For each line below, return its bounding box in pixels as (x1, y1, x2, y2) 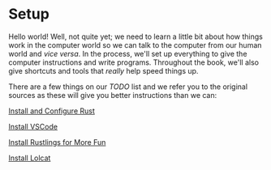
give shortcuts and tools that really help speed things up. (8, 66, 199, 75)
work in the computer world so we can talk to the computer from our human (8, 40, 262, 49)
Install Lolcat (8, 153, 51, 163)
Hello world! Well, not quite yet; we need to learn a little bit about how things (8, 32, 264, 41)
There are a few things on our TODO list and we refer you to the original (8, 82, 248, 91)
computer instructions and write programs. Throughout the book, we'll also (8, 57, 260, 67)
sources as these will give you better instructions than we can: (8, 90, 217, 100)
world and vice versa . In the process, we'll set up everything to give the (8, 49, 247, 58)
